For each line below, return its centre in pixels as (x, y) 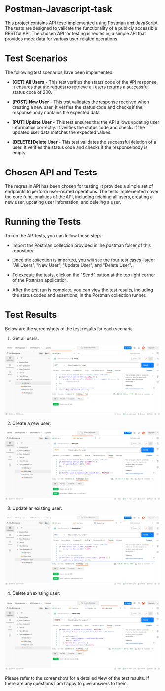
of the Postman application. (40, 280)
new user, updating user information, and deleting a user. (63, 202)
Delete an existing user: (36, 593)
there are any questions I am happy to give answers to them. (66, 684)
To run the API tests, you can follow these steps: (54, 235)
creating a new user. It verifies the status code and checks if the (77, 107)
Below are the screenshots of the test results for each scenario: (69, 328)
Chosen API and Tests (51, 173)
